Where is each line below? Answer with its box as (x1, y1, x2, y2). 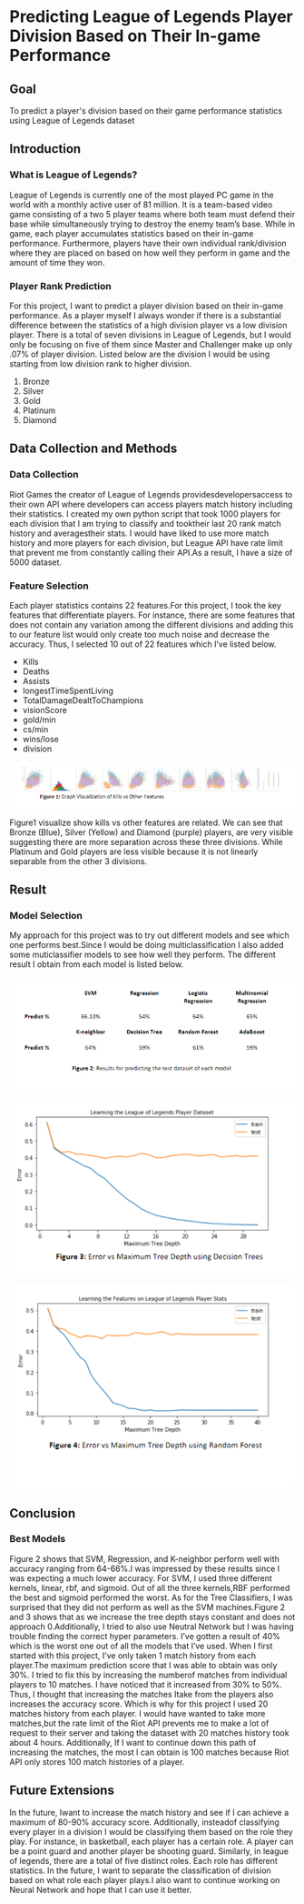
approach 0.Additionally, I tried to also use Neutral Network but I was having (9, 1621, 295, 1632)
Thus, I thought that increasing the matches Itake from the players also (9, 1688, 274, 1699)
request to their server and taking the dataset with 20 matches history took (9, 1727, 289, 1738)
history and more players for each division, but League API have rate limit (9, 537, 284, 548)
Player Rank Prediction (9, 279, 112, 292)
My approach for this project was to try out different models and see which (9, 930, 290, 941)
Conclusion (9, 1506, 76, 1521)
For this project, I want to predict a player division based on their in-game (9, 300, 284, 311)
